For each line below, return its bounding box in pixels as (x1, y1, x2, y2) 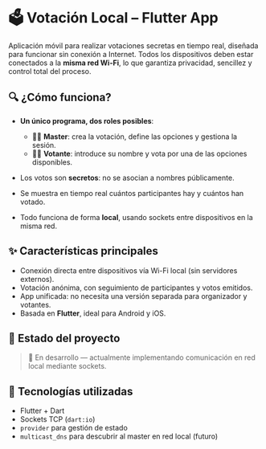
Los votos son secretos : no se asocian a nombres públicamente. (19, 173, 235, 182)
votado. (19, 197, 46, 206)
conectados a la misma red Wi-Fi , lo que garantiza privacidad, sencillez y (8, 58, 252, 67)
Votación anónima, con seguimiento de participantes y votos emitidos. (19, 283, 253, 292)
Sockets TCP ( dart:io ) (19, 414, 96, 424)
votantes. (19, 300, 51, 309)
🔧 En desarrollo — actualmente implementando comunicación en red (27, 353, 256, 362)
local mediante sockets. (27, 361, 107, 371)
